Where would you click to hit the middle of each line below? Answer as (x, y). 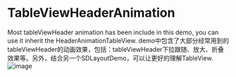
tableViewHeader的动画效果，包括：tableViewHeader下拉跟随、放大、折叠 (116, 49)
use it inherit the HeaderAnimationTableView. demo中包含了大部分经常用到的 (118, 41)
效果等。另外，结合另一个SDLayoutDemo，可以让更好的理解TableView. (110, 58)
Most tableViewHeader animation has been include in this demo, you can (113, 32)
